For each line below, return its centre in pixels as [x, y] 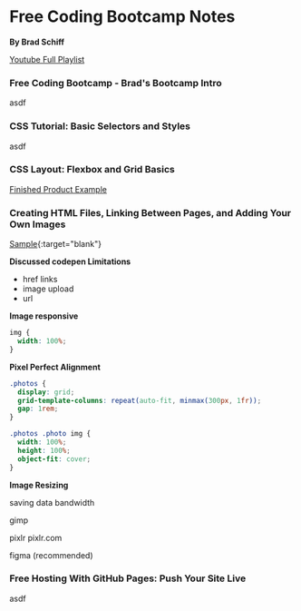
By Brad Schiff [37, 42]
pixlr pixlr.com [36, 537]
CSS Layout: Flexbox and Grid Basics [92, 170]
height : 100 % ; [44, 450]
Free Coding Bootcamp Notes [122, 17]
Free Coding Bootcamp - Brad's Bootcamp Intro [116, 83]
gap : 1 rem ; [38, 409]
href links [40, 280]
